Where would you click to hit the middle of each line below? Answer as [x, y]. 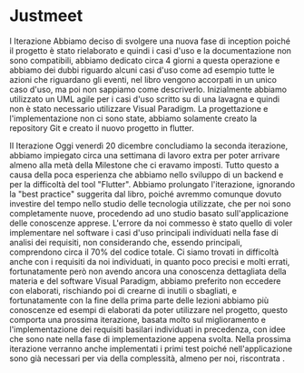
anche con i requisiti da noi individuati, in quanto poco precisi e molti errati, [150, 261]
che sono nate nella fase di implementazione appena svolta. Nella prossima [150, 338]
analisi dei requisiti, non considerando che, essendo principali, [126, 242]
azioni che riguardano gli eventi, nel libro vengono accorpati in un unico [143, 79]
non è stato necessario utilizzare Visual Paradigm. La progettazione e [139, 108]
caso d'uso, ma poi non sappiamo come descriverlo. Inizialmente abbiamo [148, 89]
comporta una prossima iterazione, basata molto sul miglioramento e [137, 319]
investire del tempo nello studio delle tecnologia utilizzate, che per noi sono [150, 203]
